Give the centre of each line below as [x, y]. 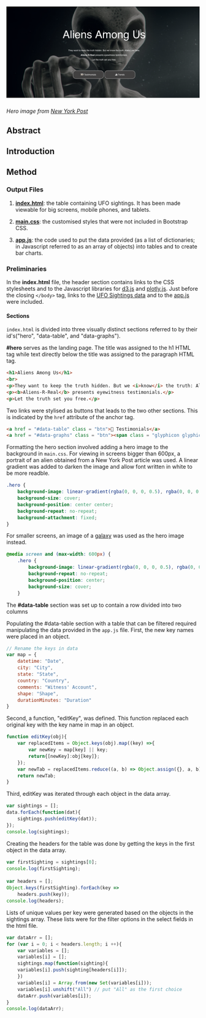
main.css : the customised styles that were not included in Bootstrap [101, 222]
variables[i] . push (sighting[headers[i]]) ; [72, 970]
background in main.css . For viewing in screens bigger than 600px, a [93, 453]
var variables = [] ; [44, 951]
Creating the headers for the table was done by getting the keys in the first [101, 843]
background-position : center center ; [66, 504]
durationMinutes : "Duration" [55, 700]
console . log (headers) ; [35, 901]
